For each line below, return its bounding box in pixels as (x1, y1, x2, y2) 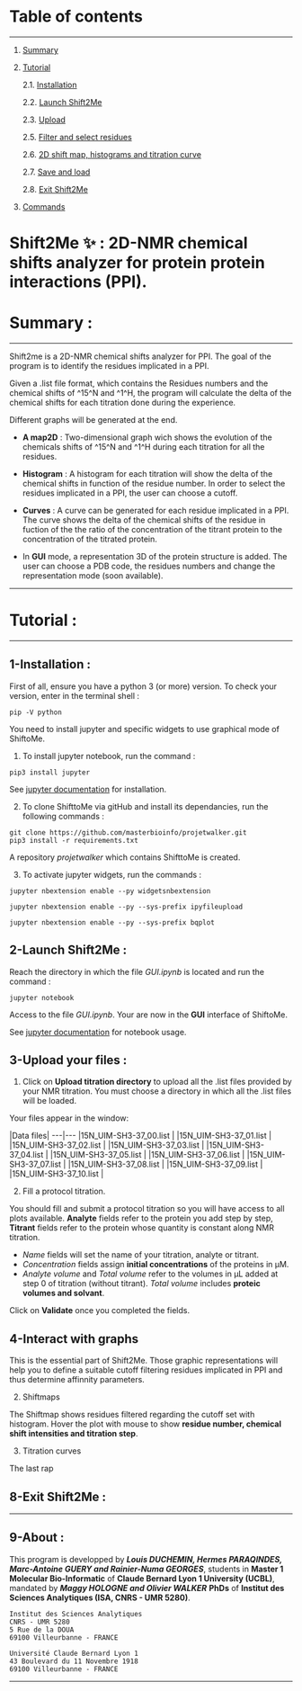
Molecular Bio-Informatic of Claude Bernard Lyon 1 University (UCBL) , (9, 1572, 276, 1584)
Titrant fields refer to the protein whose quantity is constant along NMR (9, 1222, 274, 1233)
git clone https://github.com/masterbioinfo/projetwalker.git (9, 828, 247, 837)
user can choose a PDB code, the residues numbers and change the (22, 560, 276, 572)
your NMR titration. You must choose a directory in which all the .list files (22, 1086, 292, 1096)
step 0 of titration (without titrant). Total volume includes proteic (22, 1278, 261, 1289)
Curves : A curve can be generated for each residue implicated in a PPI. (22, 506, 289, 516)
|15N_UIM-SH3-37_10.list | (9, 1168, 104, 1179)
